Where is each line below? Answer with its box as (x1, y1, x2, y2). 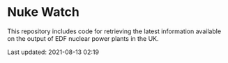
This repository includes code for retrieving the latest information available (7, 27, 222, 35)
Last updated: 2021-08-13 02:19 (7, 48, 100, 56)
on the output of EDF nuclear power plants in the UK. (7, 34, 159, 42)
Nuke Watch (7, 4, 80, 20)
